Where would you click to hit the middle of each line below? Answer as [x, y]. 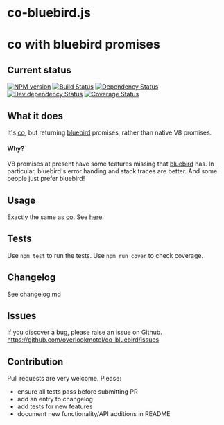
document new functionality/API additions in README [94, 414]
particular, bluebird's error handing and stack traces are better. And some [112, 171]
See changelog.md [34, 294]
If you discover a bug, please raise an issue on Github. [85, 332]
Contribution [35, 362]
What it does [35, 116]
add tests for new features [55, 406]
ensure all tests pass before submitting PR [77, 392]
